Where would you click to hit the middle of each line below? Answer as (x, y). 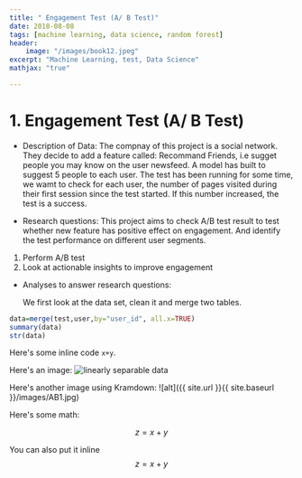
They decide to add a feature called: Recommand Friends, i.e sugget (150, 155)
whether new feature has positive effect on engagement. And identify (151, 230)
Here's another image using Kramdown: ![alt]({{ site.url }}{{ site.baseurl (142, 388)
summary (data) (36, 327)
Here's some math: (45, 415)
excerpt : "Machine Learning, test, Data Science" (105, 60)
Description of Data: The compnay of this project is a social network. (150, 145)
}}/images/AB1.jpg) (44, 398)
